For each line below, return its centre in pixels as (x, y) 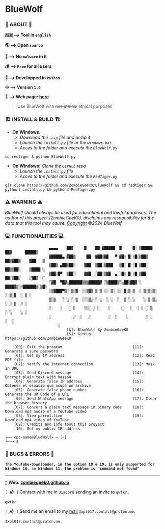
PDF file (14, 360)
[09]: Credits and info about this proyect (59, 425)
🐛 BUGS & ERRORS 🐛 (30, 454)
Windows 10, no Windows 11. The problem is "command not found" (72, 469)
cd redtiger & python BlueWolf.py (41, 157)
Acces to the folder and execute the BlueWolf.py (69, 147)
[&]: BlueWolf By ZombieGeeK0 (97, 330)
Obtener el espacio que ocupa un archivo (48, 386)
